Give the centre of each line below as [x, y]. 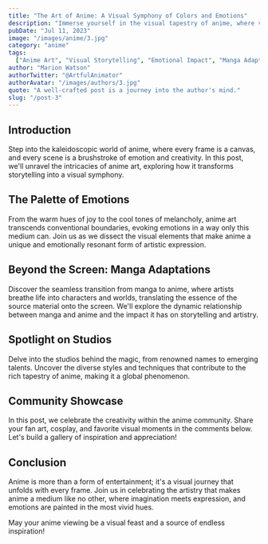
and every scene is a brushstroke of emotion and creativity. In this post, [126, 158]
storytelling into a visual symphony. [66, 175]
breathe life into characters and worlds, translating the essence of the [123, 298]
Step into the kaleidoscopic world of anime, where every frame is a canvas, [132, 150]
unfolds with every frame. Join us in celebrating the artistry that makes [124, 490]
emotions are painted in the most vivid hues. [81, 507]
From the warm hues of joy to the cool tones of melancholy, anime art [122, 219]
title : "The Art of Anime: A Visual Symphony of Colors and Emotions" [128, 16]
